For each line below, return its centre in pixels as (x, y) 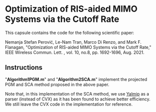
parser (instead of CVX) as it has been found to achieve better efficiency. (78, 99)
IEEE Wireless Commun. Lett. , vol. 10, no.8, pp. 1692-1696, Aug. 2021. (75, 52)
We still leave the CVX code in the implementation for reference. (69, 104)
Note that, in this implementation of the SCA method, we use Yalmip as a (77, 94)
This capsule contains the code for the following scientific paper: (70, 32)
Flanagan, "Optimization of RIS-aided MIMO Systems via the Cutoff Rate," (78, 47)
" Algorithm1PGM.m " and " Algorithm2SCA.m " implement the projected (76, 79)
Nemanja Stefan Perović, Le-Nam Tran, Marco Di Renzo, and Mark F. (73, 42)
